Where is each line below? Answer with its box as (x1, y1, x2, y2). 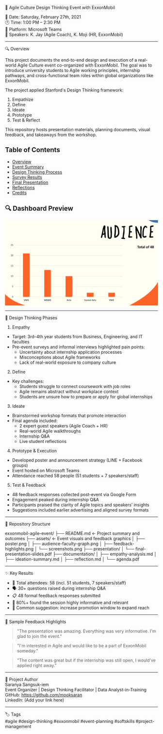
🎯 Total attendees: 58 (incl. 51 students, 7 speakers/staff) (12, 580, 126, 586)
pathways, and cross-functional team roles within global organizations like (5, 73, 154, 78)
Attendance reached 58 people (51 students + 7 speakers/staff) (12, 473, 139, 478)
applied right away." (16, 663, 57, 668)
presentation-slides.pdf (5, 551, 52, 557)
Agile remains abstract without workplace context (19, 389, 119, 394)
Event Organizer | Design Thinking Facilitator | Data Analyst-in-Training (5, 687, 147, 693)
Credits (12, 189, 27, 195)
